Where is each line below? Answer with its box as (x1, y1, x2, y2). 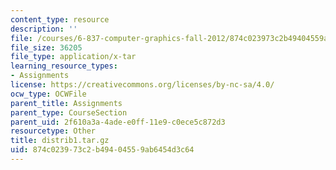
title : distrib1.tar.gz (10, 136, 110, 146)
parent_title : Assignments (10, 98, 123, 108)
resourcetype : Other (10, 126, 97, 136)
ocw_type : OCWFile (10, 89, 87, 99)
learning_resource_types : (10, 61, 118, 71)
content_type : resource (10, 14, 110, 25)
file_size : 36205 (10, 42, 83, 53)
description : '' (10, 24, 78, 34)
